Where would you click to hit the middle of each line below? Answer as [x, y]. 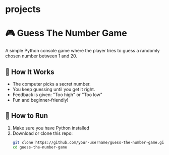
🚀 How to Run [27, 116]
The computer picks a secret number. [51, 84]
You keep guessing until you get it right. [54, 89]
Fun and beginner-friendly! [40, 100]
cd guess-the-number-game [40, 147]
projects [23, 9]
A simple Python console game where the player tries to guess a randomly [82, 51]
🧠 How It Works [30, 72]
